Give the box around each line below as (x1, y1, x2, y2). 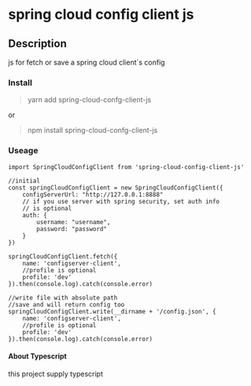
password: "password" (36, 225, 108, 233)
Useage (8, 145, 39, 156)
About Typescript (8, 351, 67, 361)
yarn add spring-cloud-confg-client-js (27, 95, 152, 105)
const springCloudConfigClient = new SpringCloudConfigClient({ (8, 183, 223, 192)
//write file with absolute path (8, 293, 118, 302)
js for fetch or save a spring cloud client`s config (8, 57, 165, 67)
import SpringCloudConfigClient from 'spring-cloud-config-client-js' (8, 163, 245, 171)
